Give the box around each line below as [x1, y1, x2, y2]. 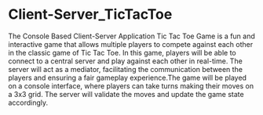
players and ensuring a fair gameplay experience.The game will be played [8, 73, 247, 82]
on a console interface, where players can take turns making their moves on [8, 81, 254, 91]
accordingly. [8, 98, 49, 107]
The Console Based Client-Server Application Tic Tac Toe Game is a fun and [8, 31, 255, 41]
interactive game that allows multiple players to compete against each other [8, 39, 254, 49]
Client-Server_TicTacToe [8, 5, 173, 23]
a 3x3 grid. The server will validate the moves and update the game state [8, 89, 245, 99]
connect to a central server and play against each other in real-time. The [8, 56, 243, 66]
